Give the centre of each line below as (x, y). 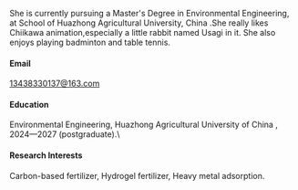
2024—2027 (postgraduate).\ (65, 134)
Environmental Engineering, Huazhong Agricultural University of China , (144, 125)
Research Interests (46, 155)
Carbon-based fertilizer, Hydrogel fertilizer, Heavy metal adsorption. (137, 175)
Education (29, 104)
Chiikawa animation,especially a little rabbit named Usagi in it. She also (143, 32)
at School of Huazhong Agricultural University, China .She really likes (139, 23)
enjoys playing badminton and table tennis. (90, 42)
